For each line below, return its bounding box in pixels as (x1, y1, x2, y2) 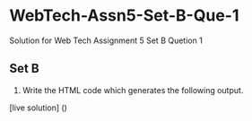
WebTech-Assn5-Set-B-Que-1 (9, 5, 239, 26)
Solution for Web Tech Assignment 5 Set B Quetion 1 (9, 35, 204, 46)
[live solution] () (9, 102, 67, 113)
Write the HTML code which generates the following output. (22, 84, 244, 95)
